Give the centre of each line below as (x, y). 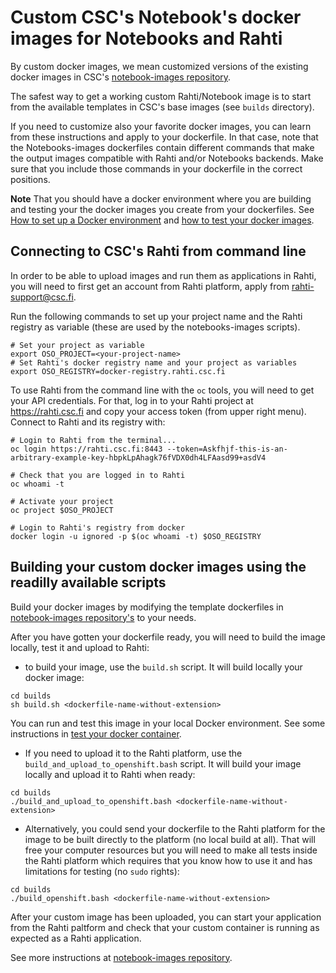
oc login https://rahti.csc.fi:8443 (86, 449)
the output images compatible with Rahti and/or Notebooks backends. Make (167, 158)
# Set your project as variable (77, 345)
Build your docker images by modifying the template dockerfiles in (147, 607)
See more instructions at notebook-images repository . (121, 957)
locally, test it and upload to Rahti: (80, 647)
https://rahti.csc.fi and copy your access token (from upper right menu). (158, 411)
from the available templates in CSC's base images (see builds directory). (162, 107)
